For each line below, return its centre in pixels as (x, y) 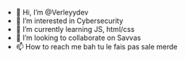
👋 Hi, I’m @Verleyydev (52, 12)
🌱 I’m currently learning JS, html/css (75, 29)
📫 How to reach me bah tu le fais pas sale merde (96, 47)
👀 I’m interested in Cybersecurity (69, 21)
